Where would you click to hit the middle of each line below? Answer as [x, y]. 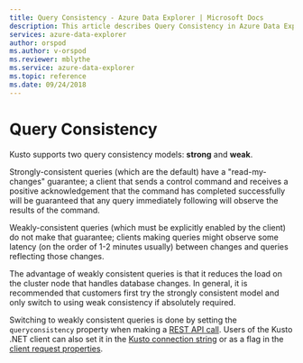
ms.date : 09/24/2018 [48, 85]
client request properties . [56, 349]
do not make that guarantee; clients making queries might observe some [144, 237]
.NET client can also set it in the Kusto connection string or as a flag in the [147, 339]
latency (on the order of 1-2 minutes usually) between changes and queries [149, 246]
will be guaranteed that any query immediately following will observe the [144, 200]
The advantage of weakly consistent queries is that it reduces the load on [146, 273]
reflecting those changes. [57, 256]
